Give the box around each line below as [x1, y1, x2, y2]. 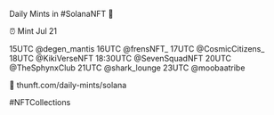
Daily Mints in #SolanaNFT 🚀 [9, 9, 114, 19]
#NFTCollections [9, 97, 71, 107]
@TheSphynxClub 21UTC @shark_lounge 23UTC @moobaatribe [9, 62, 246, 73]
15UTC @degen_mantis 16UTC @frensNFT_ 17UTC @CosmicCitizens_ [9, 44, 265, 53]
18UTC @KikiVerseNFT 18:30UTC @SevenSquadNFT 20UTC [9, 53, 232, 63]
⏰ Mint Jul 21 [9, 26, 58, 36]
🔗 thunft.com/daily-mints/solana [9, 80, 127, 90]
